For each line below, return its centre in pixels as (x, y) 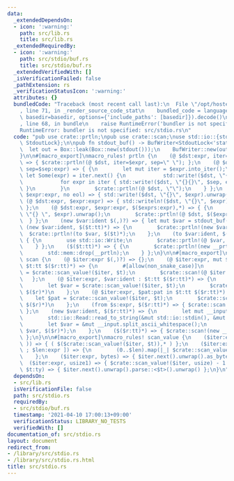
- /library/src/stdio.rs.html (51, 460)
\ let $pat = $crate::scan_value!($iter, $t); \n (96, 299)
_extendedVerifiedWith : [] (53, 72)
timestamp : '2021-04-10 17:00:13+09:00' (73, 415)
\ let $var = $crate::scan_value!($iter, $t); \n (103, 285)
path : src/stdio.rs (42, 395)
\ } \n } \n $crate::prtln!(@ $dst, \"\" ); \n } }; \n (121, 189)
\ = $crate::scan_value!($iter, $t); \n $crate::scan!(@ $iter (123, 272)
